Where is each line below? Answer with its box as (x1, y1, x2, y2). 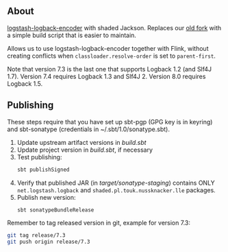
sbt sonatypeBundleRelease (16, 206, 94, 214)
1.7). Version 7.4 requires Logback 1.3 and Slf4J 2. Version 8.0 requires (7, 72, 206, 80)
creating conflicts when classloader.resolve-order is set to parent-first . (7, 51, 216, 60)
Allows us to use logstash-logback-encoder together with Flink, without (7, 44, 209, 52)
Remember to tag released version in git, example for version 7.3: (7, 219, 190, 227)
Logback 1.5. (7, 79, 43, 88)
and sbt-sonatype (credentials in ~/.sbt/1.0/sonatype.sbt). (7, 125, 170, 133)
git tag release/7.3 (7, 232, 66, 239)
